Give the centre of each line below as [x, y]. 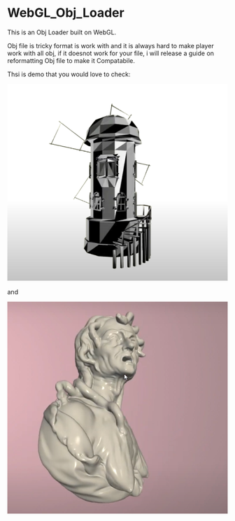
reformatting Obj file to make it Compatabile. [71, 60]
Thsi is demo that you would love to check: [69, 74]
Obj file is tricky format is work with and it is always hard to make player [111, 45]
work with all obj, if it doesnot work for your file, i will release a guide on [111, 53]
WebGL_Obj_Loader [66, 13]
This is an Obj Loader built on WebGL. [62, 32]
